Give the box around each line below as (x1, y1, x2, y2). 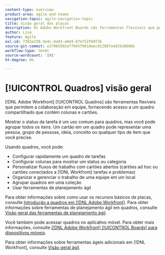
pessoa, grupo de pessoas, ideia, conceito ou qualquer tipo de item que (5, 129, 151, 135)
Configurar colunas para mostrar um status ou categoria (12, 159, 127, 165)
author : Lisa (5, 30, 32, 35)
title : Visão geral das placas (5, 21, 69, 26)
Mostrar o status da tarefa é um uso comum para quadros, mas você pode (5, 119, 156, 125)
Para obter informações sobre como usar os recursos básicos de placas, (5, 194, 152, 200)
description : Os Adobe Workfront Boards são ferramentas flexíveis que (5, 25, 155, 30)
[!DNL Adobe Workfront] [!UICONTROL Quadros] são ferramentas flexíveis (5, 99, 156, 105)
